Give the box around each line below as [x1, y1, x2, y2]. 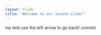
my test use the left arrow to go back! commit [5, 24, 96, 30]
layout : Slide [5, 7, 34, 12]
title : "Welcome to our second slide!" [5, 12, 86, 16]
